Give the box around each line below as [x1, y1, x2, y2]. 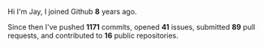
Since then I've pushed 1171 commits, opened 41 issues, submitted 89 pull [7, 22, 256, 31]
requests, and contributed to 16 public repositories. [7, 31, 179, 40]
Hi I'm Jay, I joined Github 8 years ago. [7, 7, 137, 16]
